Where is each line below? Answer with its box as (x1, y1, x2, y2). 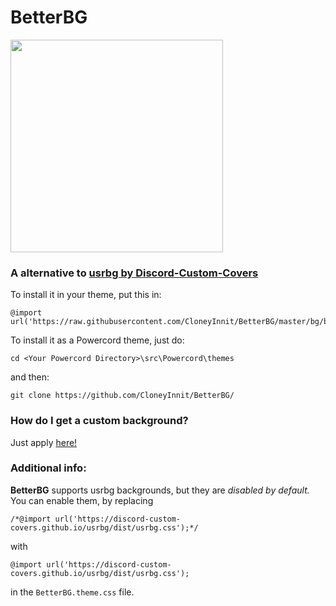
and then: (10, 371, 50, 383)
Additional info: (10, 461, 87, 475)
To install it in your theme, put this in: (10, 289, 162, 301)
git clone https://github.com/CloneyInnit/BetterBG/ (10, 391, 235, 401)
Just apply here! (10, 436, 78, 448)
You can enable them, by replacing (10, 494, 154, 506)
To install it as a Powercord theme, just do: (10, 334, 185, 346)
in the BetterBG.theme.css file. (10, 586, 135, 598)
